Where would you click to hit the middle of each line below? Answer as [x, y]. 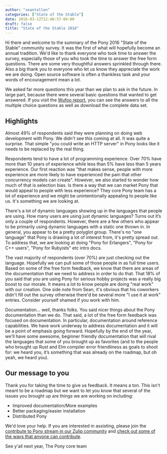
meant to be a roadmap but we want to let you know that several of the [78, 391]
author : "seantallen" [28, 10]
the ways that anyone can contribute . [43, 436]
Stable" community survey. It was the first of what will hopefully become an [83, 48]
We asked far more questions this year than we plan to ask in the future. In [82, 89]
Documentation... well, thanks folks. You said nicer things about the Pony [80, 310]
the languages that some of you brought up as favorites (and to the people [82, 341]
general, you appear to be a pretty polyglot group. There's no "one [74, 232]
